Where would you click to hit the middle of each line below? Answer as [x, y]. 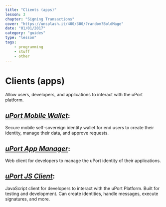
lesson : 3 [15, 14]
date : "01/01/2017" [25, 28]
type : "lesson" [21, 38]
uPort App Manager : [38, 148]
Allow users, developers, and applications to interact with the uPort [74, 95]
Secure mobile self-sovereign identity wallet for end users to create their [80, 128]
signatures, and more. [28, 199]
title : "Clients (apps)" [31, 10]
